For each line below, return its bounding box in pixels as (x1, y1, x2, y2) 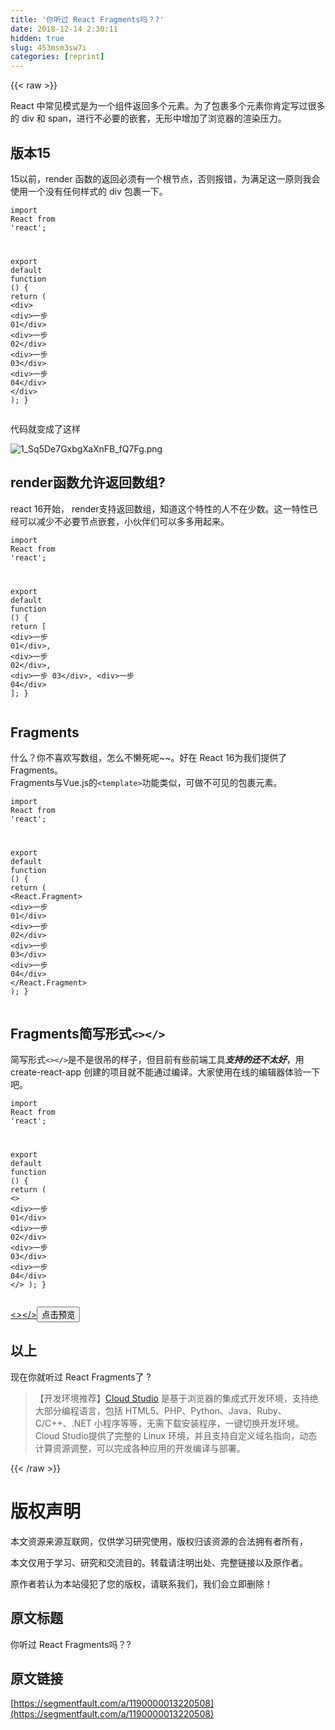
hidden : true (10, 33, 65, 43)
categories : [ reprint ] (10, 52, 105, 62)
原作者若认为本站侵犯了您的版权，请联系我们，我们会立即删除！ (10, 1577, 273, 1590)
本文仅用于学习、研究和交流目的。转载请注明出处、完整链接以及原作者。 (10, 1556, 308, 1568)
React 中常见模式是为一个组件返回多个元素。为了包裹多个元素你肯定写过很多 (10, 100, 326, 112)
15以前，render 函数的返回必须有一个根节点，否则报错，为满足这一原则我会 (10, 172, 321, 185)
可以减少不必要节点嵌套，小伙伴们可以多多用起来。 (18, 515, 230, 527)
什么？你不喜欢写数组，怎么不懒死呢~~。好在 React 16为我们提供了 (10, 752, 288, 764)
